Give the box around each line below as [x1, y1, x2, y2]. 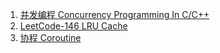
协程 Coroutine [19, 32, 82, 43]
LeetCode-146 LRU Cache [19, 20, 128, 32]
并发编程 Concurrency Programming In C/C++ [19, 9, 210, 20]
